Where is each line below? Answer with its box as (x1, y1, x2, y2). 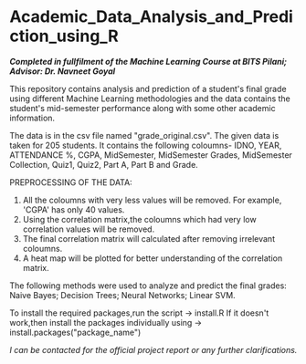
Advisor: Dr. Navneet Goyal (9, 66, 116, 77)
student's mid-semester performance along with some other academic (9, 102, 276, 113)
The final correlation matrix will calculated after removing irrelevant (22, 233, 276, 244)
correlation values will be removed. (22, 224, 155, 234)
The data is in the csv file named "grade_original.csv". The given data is (9, 130, 280, 140)
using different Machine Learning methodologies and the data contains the (9, 93, 290, 104)
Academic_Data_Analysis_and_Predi (9, 6, 294, 27)
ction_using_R (9, 26, 119, 47)
